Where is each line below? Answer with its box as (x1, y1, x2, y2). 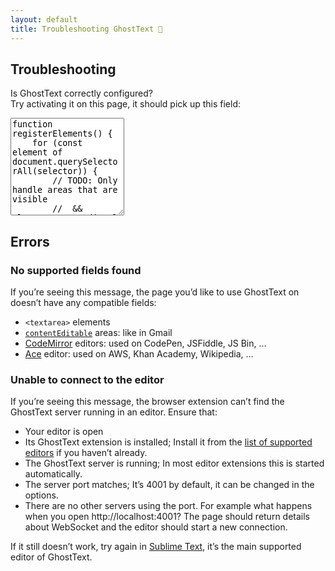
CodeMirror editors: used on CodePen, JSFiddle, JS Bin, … (24, 337, 267, 349)
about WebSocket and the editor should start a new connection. (24, 521, 288, 533)
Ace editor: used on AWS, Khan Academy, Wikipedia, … (24, 348, 254, 360)
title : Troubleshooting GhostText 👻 (10, 24, 163, 34)
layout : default (10, 14, 78, 25)
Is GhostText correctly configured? (10, 87, 153, 100)
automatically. (24, 468, 83, 480)
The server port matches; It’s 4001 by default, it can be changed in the (24, 479, 315, 491)
